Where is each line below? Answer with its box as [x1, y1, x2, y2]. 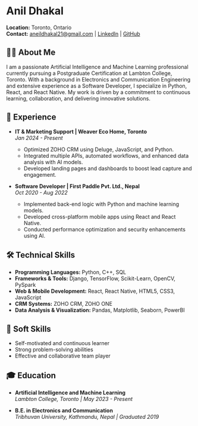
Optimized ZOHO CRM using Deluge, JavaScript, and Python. [23, 146, 174, 153]
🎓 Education [6, 370, 56, 380]
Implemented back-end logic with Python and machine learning [23, 201, 180, 208]
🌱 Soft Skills [6, 324, 52, 334]
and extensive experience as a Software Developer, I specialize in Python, [6, 82, 187, 89]
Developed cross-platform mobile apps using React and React [23, 213, 176, 220]
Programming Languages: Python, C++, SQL [14, 269, 127, 276]
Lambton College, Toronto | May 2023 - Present [14, 396, 133, 402]
